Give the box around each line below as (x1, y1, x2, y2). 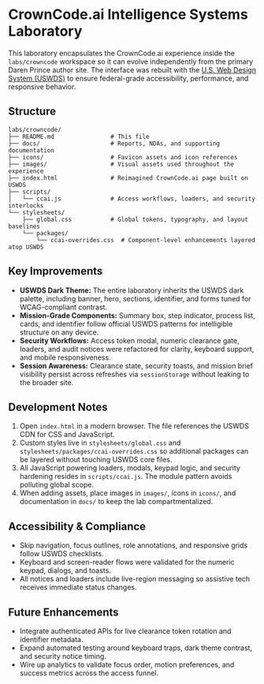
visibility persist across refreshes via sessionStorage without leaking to (19, 369, 250, 379)
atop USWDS (8, 243, 44, 251)
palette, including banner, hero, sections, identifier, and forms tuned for (19, 293, 251, 303)
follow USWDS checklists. (19, 549, 104, 559)
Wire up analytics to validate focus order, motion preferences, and (19, 660, 235, 669)
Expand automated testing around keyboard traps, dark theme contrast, (19, 643, 253, 652)
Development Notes (8, 400, 108, 413)
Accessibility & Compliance (8, 519, 147, 533)
